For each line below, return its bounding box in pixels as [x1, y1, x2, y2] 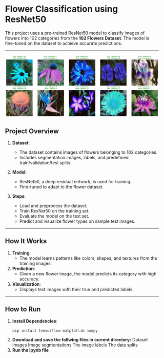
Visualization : [12, 281, 41, 287]
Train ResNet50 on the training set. [19, 208, 90, 213]
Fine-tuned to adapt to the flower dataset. [19, 184, 104, 190]
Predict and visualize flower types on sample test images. [19, 218, 136, 224]
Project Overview [5, 127, 59, 135]
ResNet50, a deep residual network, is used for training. [19, 178, 132, 184]
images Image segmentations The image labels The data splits [12, 342, 138, 348]
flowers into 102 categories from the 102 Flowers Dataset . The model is [5, 35, 150, 41]
